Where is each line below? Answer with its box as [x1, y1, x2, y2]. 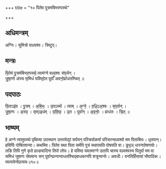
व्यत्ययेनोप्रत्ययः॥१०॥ [5, 159, 39, 165]
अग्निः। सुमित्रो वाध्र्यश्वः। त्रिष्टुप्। [5, 42, 58, 48]
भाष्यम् [5, 123, 19, 132]
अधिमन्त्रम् [5, 29, 28, 37]
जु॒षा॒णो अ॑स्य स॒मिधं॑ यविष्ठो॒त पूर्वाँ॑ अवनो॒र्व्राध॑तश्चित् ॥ [5, 75, 84, 81]
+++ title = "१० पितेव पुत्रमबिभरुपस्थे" [5, 5, 70, 10]
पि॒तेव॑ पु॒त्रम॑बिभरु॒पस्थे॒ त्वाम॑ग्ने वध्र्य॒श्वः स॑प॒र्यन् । [5, 70, 76, 76]
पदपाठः [5, 90, 21, 99]
